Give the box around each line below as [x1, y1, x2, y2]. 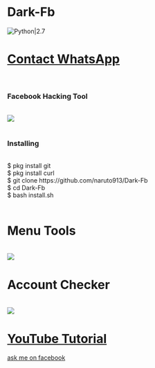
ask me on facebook [7, 353, 66, 362]
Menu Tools [7, 223, 76, 239]
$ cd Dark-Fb [7, 184, 46, 192]
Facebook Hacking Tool [7, 91, 88, 101]
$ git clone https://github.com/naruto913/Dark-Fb [7, 176, 148, 185]
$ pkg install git [7, 162, 51, 170]
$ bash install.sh [7, 191, 54, 199]
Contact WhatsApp [7, 51, 120, 67]
